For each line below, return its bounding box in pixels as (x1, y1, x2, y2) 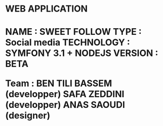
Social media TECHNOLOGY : (5, 37, 130, 48)
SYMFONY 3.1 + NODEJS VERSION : (5, 47, 158, 59)
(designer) (5, 110, 51, 121)
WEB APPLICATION (5, 3, 88, 15)
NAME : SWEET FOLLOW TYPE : (5, 26, 142, 38)
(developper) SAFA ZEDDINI (5, 89, 125, 100)
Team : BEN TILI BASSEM (5, 78, 112, 89)
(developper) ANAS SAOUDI (5, 99, 125, 111)
